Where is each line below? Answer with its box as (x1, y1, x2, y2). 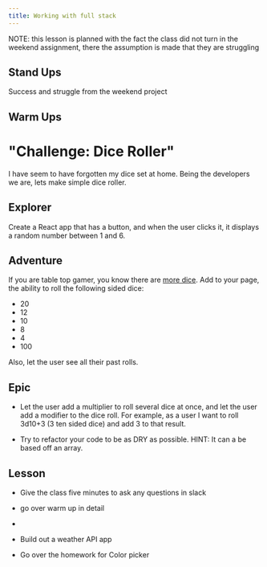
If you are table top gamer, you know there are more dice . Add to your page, (8, 275, 260, 285)
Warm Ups (8, 110, 62, 124)
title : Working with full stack (8, 11, 116, 20)
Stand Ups (8, 66, 62, 80)
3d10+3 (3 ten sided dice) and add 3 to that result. (19, 419, 187, 429)
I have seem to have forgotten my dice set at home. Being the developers (8, 169, 250, 178)
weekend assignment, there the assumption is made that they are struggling (8, 42, 260, 52)
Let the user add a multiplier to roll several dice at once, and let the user (19, 402, 258, 412)
